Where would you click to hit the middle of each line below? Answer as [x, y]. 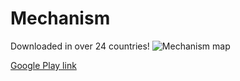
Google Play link [43, 65]
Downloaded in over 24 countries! [80, 46]
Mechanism [60, 18]
